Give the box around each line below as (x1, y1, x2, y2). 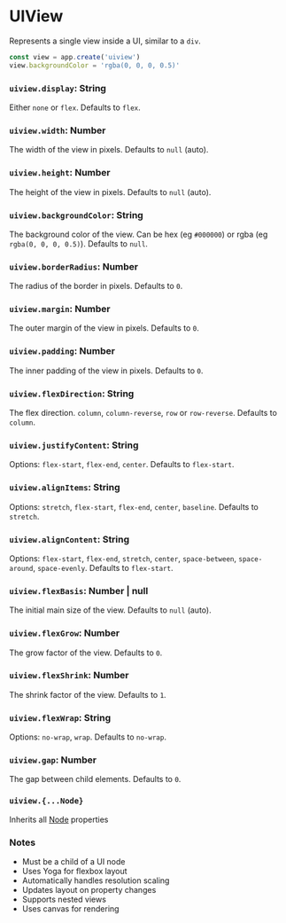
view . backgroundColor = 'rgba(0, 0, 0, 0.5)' (9, 60, 180, 70)
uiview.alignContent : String (9, 533, 130, 545)
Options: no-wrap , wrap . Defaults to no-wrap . (9, 731, 166, 742)
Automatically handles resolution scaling (21, 875, 170, 886)
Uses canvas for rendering (21, 903, 120, 914)
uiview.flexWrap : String (9, 711, 112, 724)
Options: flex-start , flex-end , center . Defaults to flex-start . (9, 459, 235, 470)
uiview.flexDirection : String (9, 387, 135, 400)
